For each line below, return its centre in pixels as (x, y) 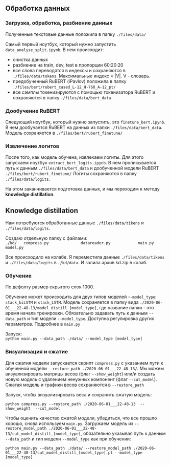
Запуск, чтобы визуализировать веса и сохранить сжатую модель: (79, 394)
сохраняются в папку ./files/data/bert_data (62, 97)
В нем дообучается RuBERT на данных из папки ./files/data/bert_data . (84, 127)
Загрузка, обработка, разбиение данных (59, 23)
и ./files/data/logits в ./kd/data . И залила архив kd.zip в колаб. (77, 263)
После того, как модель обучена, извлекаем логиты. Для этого (75, 157)
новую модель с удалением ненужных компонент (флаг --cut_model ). (81, 379)
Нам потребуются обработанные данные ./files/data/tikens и (75, 223)
